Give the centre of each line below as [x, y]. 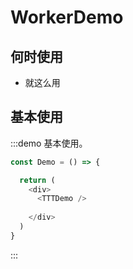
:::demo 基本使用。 [49, 143]
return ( [37, 180]
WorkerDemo [67, 17]
